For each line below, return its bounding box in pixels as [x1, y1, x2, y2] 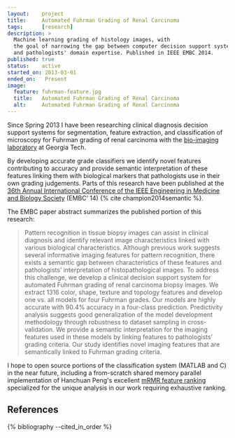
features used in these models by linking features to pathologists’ [24, 332, 213, 341]
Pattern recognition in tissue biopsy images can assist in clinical [24, 228, 208, 237]
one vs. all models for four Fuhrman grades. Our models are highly [24, 295, 216, 303]
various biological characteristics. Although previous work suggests [24, 243, 220, 252]
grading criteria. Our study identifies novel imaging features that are [24, 340, 220, 348]
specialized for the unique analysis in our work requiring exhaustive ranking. [7, 383, 227, 392]
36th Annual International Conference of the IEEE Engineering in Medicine [7, 186, 220, 195]
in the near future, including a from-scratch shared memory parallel [7, 369, 201, 377]
